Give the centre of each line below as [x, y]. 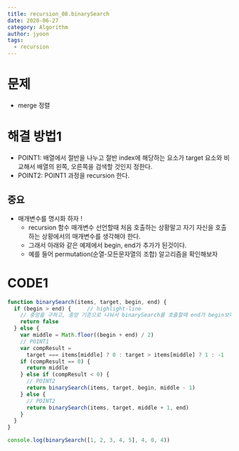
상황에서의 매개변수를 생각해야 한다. [91, 236]
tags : [15, 40]
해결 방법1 [34, 137]
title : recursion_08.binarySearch [59, 14]
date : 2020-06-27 [33, 21]
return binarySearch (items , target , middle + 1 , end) [108, 408]
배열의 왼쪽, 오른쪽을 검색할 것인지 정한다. [95, 166]
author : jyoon [28, 34]
